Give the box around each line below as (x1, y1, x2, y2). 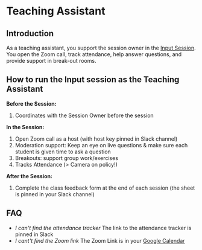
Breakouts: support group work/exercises (14, 154, 119, 161)
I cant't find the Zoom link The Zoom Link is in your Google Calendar (14, 237, 185, 244)
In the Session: (6, 123, 45, 130)
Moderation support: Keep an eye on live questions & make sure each (14, 141, 188, 149)
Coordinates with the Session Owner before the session (14, 112, 154, 119)
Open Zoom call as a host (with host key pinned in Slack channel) (14, 135, 178, 143)
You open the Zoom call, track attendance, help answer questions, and (6, 51, 182, 58)
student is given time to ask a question (14, 148, 112, 155)
